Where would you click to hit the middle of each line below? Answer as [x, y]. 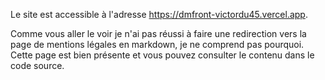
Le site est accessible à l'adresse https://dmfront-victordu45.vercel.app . [159, 14]
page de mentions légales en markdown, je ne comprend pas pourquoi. [157, 44]
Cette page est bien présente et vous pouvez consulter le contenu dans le [162, 55]
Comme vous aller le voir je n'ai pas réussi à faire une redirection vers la [158, 33]
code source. [37, 65]
